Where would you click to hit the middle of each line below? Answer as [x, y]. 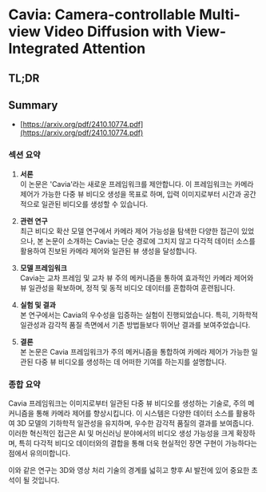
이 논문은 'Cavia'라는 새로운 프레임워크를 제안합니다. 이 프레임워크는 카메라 [137, 184]
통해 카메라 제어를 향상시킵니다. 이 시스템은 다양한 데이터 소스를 [135, 413]
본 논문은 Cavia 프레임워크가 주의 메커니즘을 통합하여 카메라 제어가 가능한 [135, 351]
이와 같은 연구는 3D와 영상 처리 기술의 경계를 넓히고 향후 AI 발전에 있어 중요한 [129, 470]
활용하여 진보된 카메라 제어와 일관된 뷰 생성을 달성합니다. [108, 251]
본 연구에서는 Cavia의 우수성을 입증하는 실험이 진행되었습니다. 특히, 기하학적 [139, 315]
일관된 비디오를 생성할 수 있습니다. [95, 204]
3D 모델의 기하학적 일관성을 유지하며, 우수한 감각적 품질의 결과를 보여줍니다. [135, 423]
